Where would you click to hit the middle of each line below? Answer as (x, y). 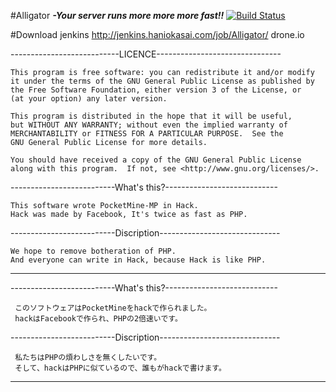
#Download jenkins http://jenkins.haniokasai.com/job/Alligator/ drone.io (157, 34)
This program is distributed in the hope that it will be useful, (151, 116)
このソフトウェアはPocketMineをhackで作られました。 (113, 308)
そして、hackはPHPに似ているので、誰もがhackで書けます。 (120, 368)
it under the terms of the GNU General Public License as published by (162, 81)
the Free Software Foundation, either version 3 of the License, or (156, 90)
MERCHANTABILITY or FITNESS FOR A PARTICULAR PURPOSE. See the (147, 134)
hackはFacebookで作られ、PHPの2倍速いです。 (98, 319)
